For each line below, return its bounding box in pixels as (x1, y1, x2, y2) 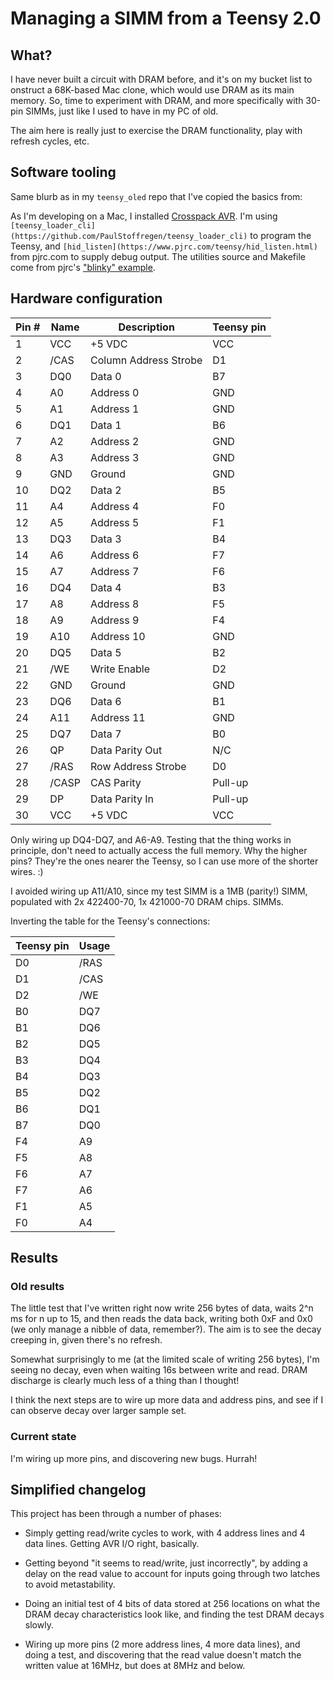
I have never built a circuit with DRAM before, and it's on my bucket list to (10, 73, 313, 85)
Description (118, 320, 175, 334)
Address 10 (90, 629, 146, 643)
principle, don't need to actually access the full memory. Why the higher (10, 844, 308, 856)
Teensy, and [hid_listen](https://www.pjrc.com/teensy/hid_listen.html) (10, 240, 318, 252)
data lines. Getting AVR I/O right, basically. (24, 1538, 200, 1550)
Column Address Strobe (90, 353, 203, 367)
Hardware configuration (10, 290, 163, 307)
